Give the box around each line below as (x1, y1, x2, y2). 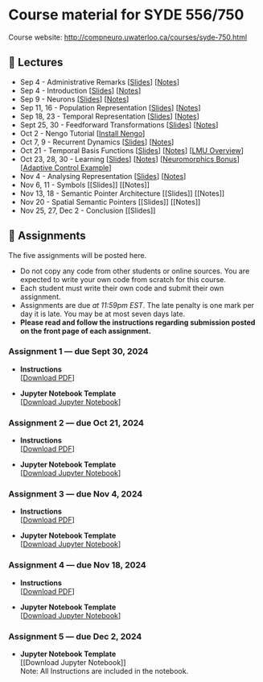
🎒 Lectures (8, 56, 64, 69)
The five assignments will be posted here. (8, 250, 147, 260)
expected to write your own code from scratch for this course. (19, 274, 227, 284)
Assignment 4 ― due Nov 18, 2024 (8, 559, 146, 571)
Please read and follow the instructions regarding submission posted (19, 317, 256, 327)
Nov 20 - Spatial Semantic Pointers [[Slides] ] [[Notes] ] (19, 197, 201, 206)
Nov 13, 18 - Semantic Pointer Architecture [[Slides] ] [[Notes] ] (19, 188, 225, 198)
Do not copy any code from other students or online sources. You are (19, 266, 250, 276)
